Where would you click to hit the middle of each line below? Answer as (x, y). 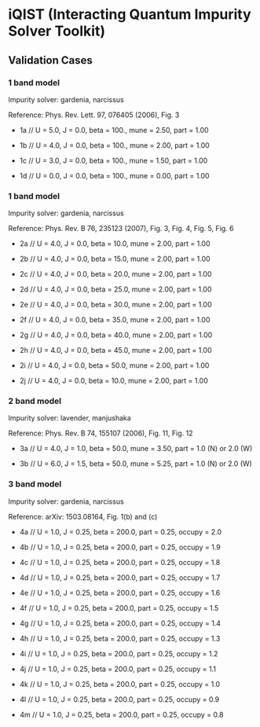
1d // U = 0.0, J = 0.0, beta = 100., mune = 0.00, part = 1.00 (114, 175)
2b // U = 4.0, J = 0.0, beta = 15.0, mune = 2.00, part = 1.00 (115, 259)
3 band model (35, 484)
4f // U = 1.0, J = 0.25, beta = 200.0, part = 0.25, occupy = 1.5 (119, 608)
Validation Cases (50, 60)
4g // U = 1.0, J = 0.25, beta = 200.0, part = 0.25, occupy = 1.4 (120, 623)
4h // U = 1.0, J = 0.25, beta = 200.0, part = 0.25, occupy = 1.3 (120, 638)
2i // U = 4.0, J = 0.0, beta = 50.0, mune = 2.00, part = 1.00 (114, 365)
